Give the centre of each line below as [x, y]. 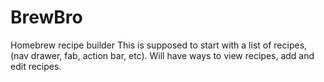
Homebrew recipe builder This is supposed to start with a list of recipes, [159, 45]
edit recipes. [36, 66]
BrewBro [46, 17]
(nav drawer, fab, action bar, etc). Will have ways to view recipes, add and [162, 55]
